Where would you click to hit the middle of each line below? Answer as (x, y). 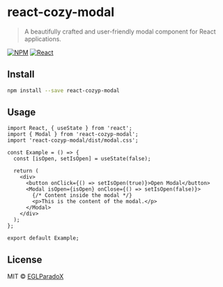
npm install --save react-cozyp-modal (63, 90)
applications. (43, 38)
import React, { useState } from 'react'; (70, 128)
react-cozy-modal (61, 12)
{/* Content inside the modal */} (82, 196)
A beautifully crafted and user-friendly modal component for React (120, 31)
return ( (26, 171)
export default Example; (43, 238)
